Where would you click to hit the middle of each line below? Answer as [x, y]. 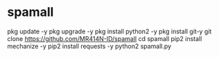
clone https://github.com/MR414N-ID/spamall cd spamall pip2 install [105, 38]
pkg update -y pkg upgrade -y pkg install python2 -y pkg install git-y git [109, 31]
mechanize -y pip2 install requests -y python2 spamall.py [89, 46]
